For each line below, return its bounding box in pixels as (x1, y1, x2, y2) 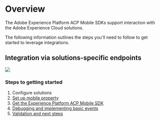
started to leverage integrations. (5, 39, 70, 45)
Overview (5, 3, 45, 15)
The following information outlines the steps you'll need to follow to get (5, 34, 148, 40)
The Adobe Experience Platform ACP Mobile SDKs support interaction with (5, 20, 155, 25)
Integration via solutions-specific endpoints (5, 54, 141, 62)
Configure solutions (12, 90, 52, 96)
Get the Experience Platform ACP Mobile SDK (12, 100, 104, 106)
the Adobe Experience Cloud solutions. (5, 24, 84, 30)
